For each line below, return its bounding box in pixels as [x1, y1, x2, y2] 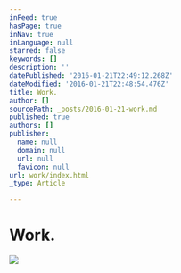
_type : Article [9, 179, 66, 188]
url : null [17, 153, 53, 163]
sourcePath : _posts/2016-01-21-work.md [9, 104, 158, 113]
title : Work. [9, 87, 58, 96]
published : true [9, 112, 70, 121]
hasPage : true [9, 21, 62, 30]
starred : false [9, 46, 66, 55]
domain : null [17, 145, 66, 154]
